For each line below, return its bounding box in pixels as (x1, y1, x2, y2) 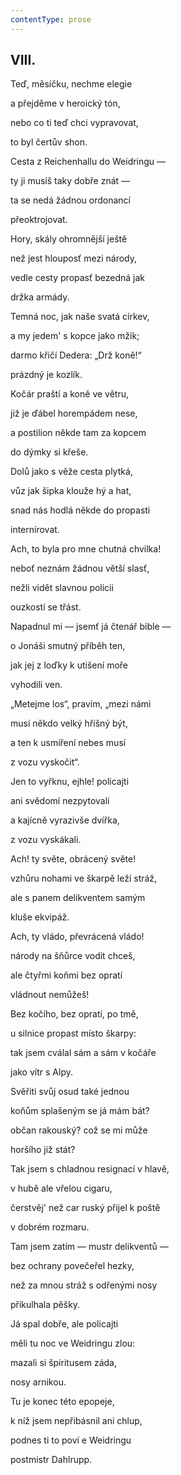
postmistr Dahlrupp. (10, 1454, 93, 1466)
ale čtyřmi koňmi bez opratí (10, 969, 123, 981)
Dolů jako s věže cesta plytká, (10, 466, 133, 478)
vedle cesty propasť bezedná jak (10, 272, 145, 284)
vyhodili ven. (10, 679, 63, 691)
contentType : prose (10, 14, 92, 25)
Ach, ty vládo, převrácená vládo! (10, 931, 145, 943)
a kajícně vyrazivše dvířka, (10, 814, 120, 826)
